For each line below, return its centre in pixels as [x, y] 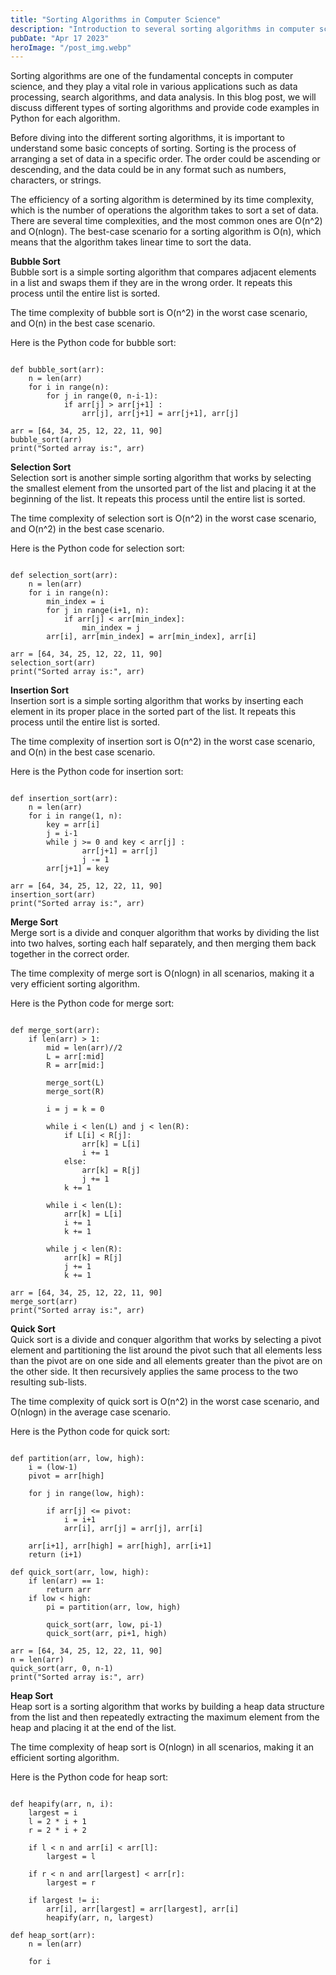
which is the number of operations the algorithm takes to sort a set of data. [164, 210]
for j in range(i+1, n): [98, 611]
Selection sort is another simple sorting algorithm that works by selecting [161, 478]
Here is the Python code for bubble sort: [93, 343]
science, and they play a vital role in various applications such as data [154, 87]
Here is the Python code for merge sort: [92, 1003]
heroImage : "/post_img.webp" [71, 47]
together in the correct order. [70, 954]
